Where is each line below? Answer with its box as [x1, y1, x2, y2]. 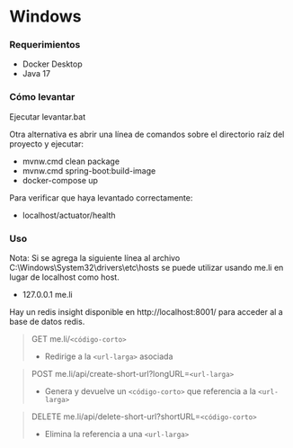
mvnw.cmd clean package [22, 156, 120, 166]
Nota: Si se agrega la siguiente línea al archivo [9, 253, 181, 264]
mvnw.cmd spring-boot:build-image [22, 165, 156, 176]
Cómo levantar [9, 91, 75, 103]
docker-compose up [22, 175, 99, 185]
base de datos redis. [9, 317, 85, 327]
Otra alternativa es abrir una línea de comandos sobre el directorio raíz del [9, 129, 285, 139]
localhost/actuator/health [22, 210, 116, 220]
